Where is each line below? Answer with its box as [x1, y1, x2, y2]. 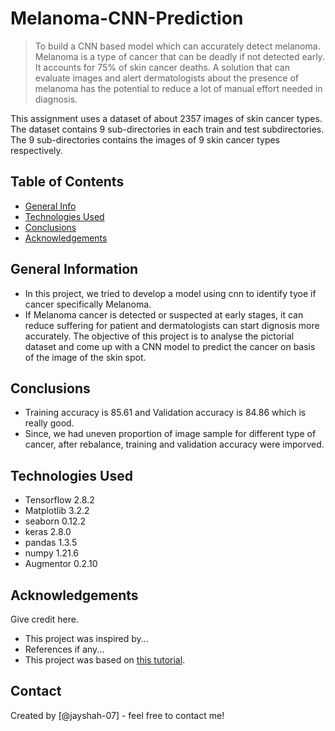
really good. [24, 417, 75, 429]
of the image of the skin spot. [24, 351, 147, 363]
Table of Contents [10, 173, 125, 191]
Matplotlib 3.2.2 [24, 505, 90, 517]
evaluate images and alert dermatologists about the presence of [34, 72, 300, 84]
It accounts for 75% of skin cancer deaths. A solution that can [34, 61, 290, 73]
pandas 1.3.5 [24, 537, 78, 549]
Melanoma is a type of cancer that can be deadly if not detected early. [34, 50, 325, 62]
